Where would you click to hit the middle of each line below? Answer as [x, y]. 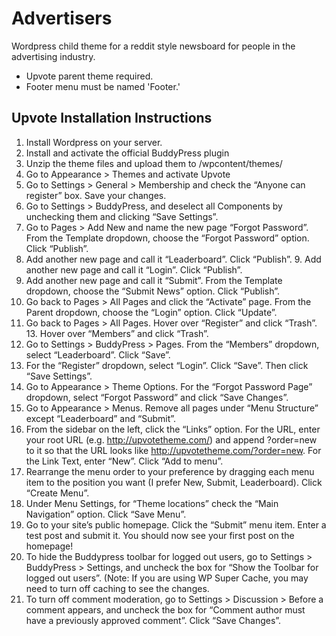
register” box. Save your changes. [96, 195]
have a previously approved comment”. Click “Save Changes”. [153, 620]
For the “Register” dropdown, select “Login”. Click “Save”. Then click [167, 365]
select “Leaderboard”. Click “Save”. [98, 354]
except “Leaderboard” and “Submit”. [101, 418]
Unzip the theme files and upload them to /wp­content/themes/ [154, 163]
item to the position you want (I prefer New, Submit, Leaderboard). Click [174, 482]
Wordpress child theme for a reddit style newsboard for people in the [153, 46]
